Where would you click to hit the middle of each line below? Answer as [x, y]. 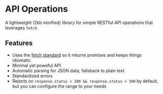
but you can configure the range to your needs [59, 86]
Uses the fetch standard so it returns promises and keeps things [77, 55]
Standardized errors [32, 76]
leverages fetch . [22, 27]
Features [19, 43]
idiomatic [21, 60]
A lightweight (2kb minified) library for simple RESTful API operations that [79, 23]
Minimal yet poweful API [36, 65]
